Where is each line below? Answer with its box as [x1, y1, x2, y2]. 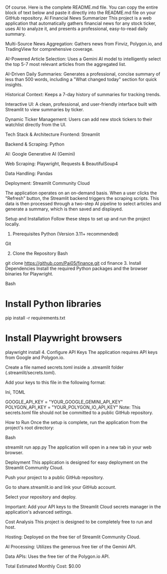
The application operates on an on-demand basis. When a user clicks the [5, 190, 157, 196]
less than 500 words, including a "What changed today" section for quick [5, 77, 157, 82]
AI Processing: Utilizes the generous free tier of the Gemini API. [5, 543, 137, 549]
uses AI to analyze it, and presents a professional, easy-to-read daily [5, 26, 148, 32]
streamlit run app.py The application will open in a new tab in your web [5, 444, 152, 450]
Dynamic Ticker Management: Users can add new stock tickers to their [5, 116, 152, 122]
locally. [5, 221, 20, 227]
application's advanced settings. [5, 509, 73, 515]
